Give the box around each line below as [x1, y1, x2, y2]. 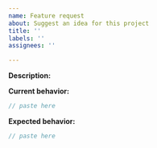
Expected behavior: [8, 117, 76, 125]
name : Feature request [8, 11, 85, 20]
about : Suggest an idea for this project [8, 19, 150, 27]
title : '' [8, 27, 42, 35]
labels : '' [8, 34, 45, 43]
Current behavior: [8, 86, 70, 97]
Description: [8, 71, 51, 80]
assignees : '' [8, 42, 56, 50]
